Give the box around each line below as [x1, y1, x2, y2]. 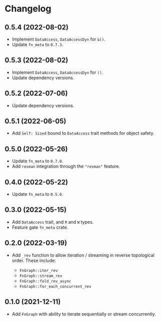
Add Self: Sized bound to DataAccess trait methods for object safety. [11, 130, 154, 136]
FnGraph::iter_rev [19, 268, 58, 273]
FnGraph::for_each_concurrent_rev [19, 284, 91, 289]
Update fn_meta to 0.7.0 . [11, 158, 63, 164]
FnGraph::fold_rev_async [19, 278, 71, 283]
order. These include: [11, 257, 56, 263]
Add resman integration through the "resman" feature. [11, 163, 120, 169]
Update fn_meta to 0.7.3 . [11, 42, 63, 48]
